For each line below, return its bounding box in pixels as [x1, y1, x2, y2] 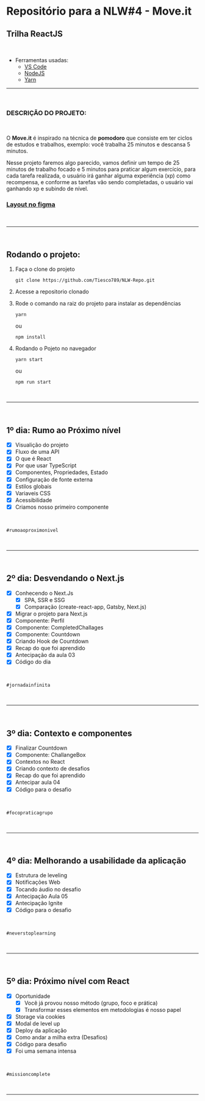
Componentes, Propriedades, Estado [15, 468, 109, 476]
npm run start [15, 379, 51, 386]
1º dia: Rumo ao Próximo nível [6, 425, 121, 436]
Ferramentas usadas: [15, 57, 69, 63]
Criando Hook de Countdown [15, 637, 89, 645]
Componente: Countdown [15, 631, 81, 638]
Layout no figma [6, 200, 56, 209]
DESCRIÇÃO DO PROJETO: [6, 109, 87, 117]
